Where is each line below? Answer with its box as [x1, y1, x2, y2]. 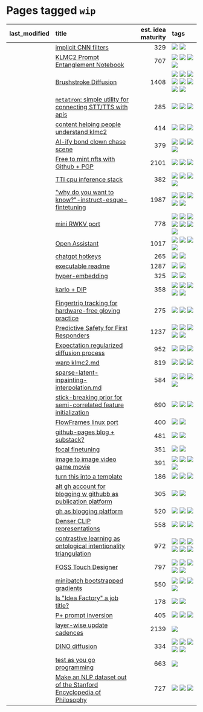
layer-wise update [55, 621, 108, 629]
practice [55, 314, 79, 322]
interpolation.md [55, 383, 102, 392]
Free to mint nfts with [55, 154, 115, 163]
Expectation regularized [55, 341, 123, 349]
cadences [55, 628, 83, 637]
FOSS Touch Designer [55, 562, 118, 571]
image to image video [55, 455, 117, 463]
